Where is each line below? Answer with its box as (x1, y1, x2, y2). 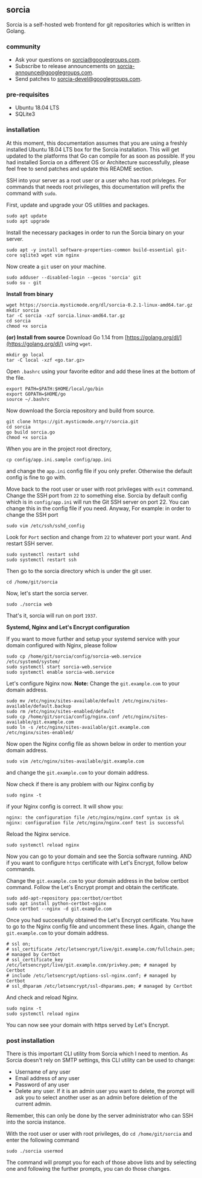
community (6, 42, 41, 51)
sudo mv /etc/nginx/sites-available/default (6, 697, 120, 704)
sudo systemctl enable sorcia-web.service (6, 669, 115, 675)
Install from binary (6, 290, 54, 298)
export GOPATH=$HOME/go (6, 391, 66, 397)
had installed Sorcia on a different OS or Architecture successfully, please (6, 158, 190, 165)
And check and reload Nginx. (6, 993, 79, 1001)
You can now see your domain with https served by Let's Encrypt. (6, 1021, 170, 1028)
